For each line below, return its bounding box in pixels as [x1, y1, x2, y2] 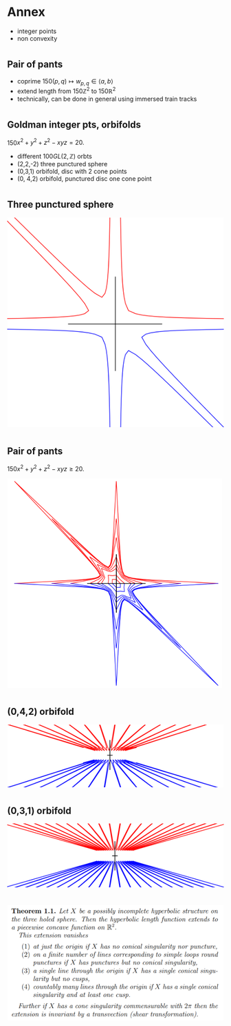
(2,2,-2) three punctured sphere [16, 160, 108, 168]
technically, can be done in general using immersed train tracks [16, 95, 197, 103]
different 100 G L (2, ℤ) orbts [16, 152, 93, 161]
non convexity [16, 34, 58, 42]
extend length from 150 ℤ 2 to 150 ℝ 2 [16, 86, 116, 95]
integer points [16, 27, 57, 35]
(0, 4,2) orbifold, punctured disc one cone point [16, 175, 153, 183]
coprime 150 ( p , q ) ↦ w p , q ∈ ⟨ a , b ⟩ [16, 77, 113, 87]
